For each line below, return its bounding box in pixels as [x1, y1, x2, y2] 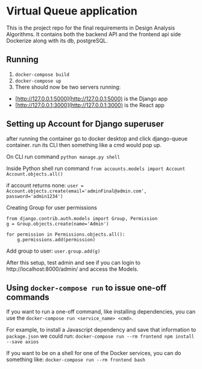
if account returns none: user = [6, 181, 84, 189]
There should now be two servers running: [14, 83, 121, 90]
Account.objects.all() [6, 171, 63, 177]
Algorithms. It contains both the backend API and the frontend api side [6, 30, 181, 37]
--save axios [6, 339, 39, 345]
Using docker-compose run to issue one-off [6, 282, 167, 293]
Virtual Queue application [6, 4, 137, 18]
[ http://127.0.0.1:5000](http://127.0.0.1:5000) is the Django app [14, 95, 168, 102]
